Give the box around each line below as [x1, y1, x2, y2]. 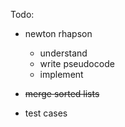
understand [39, 47, 88, 59]
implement [39, 69, 84, 80]
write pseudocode [39, 58, 115, 69]
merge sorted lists [24, 88, 100, 99]
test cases [24, 107, 68, 119]
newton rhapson [24, 28, 93, 39]
